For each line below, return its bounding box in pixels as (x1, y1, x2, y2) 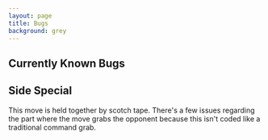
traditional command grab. (8, 122, 97, 132)
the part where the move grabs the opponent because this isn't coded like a (8, 113, 261, 123)
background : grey (8, 27, 67, 35)
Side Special (8, 84, 73, 97)
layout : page (8, 11, 52, 20)
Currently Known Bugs (8, 56, 125, 70)
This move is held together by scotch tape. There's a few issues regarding (8, 105, 256, 115)
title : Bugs (8, 19, 48, 27)
